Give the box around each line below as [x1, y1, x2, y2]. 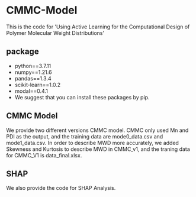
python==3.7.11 [14, 62, 52, 69]
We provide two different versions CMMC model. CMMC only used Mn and [6, 127, 189, 134]
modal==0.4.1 [14, 87, 49, 95]
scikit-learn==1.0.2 [14, 81, 61, 88]
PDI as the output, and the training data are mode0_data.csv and [6, 133, 163, 140]
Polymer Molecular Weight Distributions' [6, 29, 105, 36]
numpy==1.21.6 [14, 69, 52, 76]
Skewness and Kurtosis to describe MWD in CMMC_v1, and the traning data [6, 146, 191, 153]
